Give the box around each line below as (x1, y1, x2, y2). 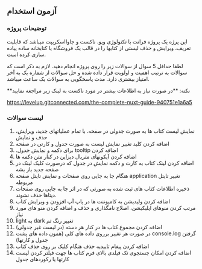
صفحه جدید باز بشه (15, 165, 59, 172)
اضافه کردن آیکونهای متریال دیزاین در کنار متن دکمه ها (15, 153, 137, 160)
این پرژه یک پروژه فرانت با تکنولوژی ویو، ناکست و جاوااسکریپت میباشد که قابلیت (7, 37, 188, 45)
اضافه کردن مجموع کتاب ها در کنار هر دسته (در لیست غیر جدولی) (15, 223, 163, 230)
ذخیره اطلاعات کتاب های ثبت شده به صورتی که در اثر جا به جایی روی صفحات (15, 185, 189, 192)
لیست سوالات (7, 113, 43, 122)
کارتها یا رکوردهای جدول (15, 255, 70, 262)
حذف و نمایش (15, 133, 48, 141)
